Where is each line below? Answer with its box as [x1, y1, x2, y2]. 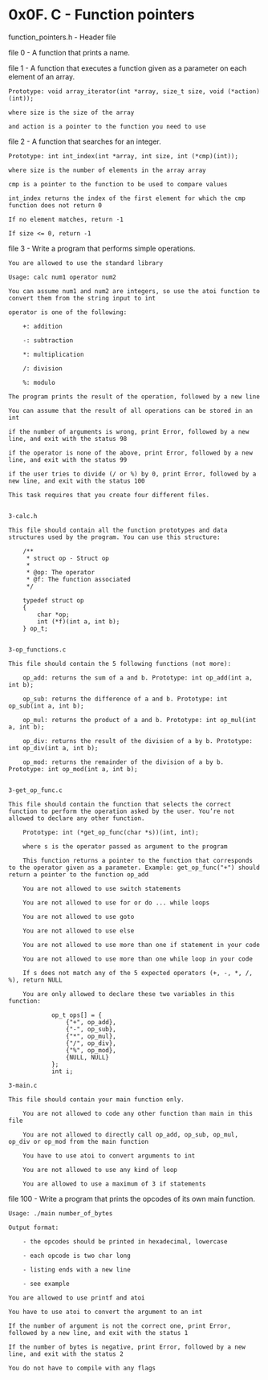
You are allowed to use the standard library [8, 259, 163, 267]
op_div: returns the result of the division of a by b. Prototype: [22, 737, 253, 745]
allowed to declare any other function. [8, 814, 146, 823]
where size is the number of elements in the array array [8, 166, 206, 174]
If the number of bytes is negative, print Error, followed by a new [8, 1343, 246, 1351]
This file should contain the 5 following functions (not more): [8, 659, 231, 668]
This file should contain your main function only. [8, 1095, 185, 1104]
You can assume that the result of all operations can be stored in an [8, 406, 253, 414]
